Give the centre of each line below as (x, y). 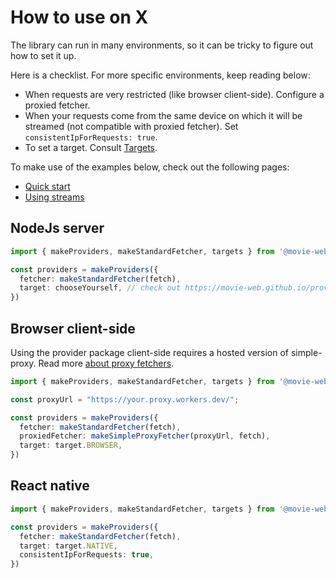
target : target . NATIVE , (68, 546)
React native (50, 486)
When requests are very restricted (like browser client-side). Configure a (174, 94)
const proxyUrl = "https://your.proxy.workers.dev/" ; (125, 399)
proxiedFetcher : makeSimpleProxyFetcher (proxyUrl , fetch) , (145, 436)
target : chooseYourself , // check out (100, 288)
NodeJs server (57, 228)
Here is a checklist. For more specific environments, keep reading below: (160, 75)
